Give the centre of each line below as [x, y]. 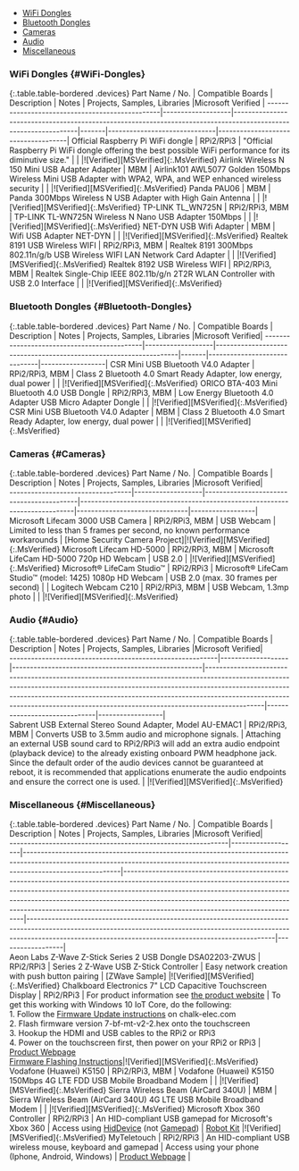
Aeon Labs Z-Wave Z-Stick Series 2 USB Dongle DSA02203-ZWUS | [135, 957]
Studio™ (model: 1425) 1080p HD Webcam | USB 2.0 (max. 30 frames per [144, 577]
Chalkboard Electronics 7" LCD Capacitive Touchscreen [165, 986]
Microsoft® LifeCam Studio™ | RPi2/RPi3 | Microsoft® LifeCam [175, 568]
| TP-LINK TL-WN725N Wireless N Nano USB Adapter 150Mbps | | [130, 217]
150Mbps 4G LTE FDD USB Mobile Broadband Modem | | [113, 1081]
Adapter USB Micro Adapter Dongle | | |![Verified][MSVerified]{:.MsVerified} [149, 402]
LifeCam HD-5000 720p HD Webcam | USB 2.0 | [99, 559]
